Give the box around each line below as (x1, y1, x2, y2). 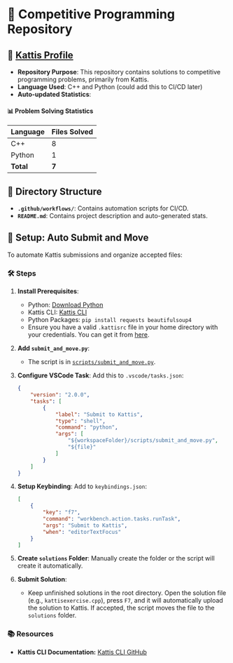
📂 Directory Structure (7, 185, 103, 197)
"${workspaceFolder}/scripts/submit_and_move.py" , (67, 437, 218, 444)
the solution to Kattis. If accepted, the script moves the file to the (27, 603, 215, 612)
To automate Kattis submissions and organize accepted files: (7, 250, 183, 259)
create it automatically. (17, 561, 83, 570)
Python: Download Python (27, 301, 104, 309)
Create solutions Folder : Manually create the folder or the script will (17, 554, 215, 563)
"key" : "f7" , (43, 509, 81, 516)
